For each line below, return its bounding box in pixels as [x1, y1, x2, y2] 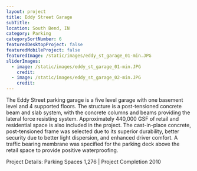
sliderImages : [6, 58, 41, 64]
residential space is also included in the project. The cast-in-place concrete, [6, 122, 192, 128]
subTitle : [6, 20, 31, 25]
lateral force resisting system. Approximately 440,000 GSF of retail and [6, 115, 179, 122]
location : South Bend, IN [6, 25, 70, 31]
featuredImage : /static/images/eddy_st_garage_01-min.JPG [6, 53, 152, 59]
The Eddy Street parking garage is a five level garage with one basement [6, 96, 183, 104]
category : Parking [6, 31, 51, 37]
